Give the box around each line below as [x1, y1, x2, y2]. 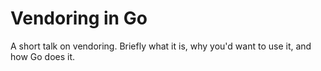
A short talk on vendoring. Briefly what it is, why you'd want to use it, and [10, 40, 312, 52]
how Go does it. [10, 50, 76, 62]
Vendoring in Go [10, 7, 148, 30]
